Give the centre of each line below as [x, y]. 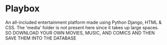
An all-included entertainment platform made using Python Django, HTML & [83, 22]
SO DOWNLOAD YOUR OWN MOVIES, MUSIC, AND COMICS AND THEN [80, 33]
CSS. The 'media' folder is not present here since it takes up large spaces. [82, 27]
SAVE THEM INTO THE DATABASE [41, 38]
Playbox [22, 9]
